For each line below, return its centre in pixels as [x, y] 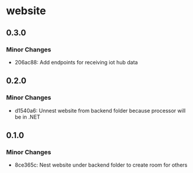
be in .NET [27, 117]
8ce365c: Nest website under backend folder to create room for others [101, 165]
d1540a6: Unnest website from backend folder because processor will [100, 110]
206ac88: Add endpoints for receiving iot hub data [76, 62]
